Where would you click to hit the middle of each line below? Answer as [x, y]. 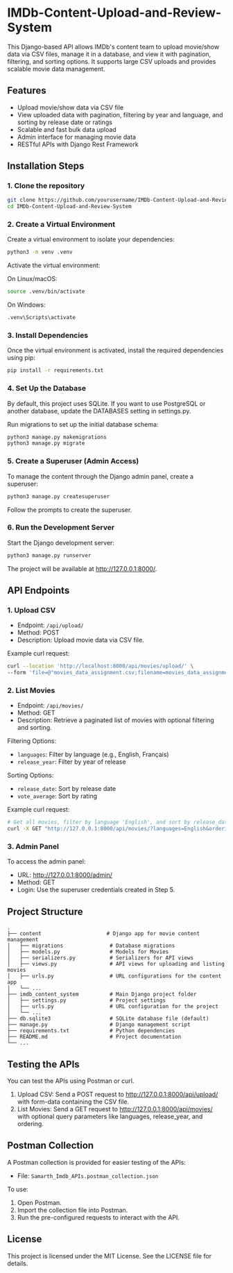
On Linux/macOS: [32, 279]
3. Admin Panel [33, 846]
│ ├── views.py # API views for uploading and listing [116, 964]
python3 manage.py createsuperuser [59, 496]
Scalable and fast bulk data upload [67, 129]
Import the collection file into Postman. [72, 1210]
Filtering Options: [32, 741]
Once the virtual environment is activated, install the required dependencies [115, 350]
